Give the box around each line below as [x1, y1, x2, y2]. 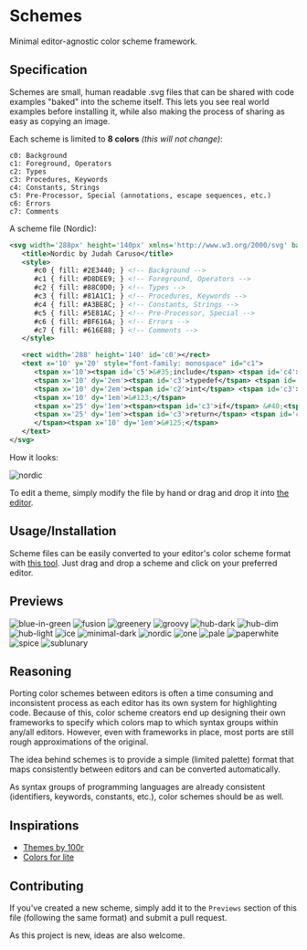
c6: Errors [9, 198, 51, 208]
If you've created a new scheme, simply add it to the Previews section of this [9, 902, 297, 913]
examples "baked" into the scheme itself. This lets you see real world [9, 96, 270, 107]
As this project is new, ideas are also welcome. [9, 929, 185, 941]
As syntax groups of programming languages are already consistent [9, 782, 266, 793]
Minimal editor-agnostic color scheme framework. [9, 36, 198, 47]
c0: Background [9, 151, 68, 160]
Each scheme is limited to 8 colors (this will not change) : [9, 133, 224, 144]
